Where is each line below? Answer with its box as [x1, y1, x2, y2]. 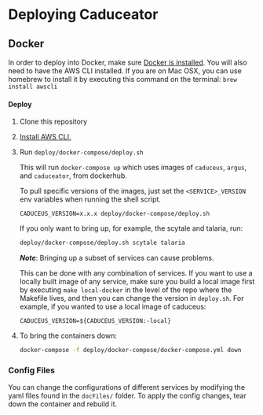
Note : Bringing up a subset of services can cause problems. [19, 254, 214, 263]
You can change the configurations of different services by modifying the [8, 383, 246, 392]
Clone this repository [19, 117, 88, 127]
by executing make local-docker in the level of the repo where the [19, 285, 232, 295]
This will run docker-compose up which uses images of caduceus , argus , [19, 163, 247, 172]
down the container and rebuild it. [8, 399, 118, 409]
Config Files [8, 365, 55, 376]
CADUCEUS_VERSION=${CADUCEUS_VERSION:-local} [19, 317, 171, 325]
